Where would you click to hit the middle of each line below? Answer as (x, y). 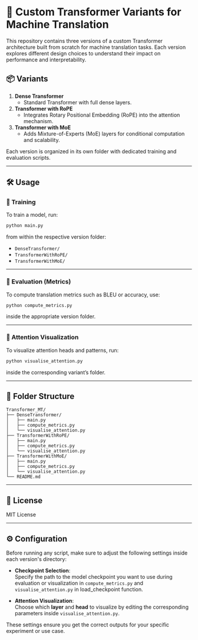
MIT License (21, 514)
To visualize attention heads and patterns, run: (62, 350)
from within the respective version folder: (56, 237)
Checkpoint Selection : (42, 570)
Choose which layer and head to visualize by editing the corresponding (101, 607)
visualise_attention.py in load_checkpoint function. (79, 589)
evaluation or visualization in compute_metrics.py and (79, 583)
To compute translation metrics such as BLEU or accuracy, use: (83, 295)
